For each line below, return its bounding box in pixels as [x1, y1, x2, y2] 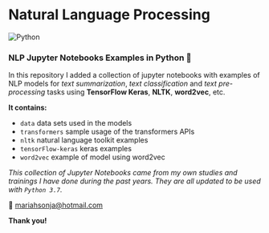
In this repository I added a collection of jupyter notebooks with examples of [8, 70, 261, 80]
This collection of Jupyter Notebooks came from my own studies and [8, 168, 238, 178]
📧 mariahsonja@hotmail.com [8, 200, 103, 210]
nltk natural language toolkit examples [19, 135, 149, 145]
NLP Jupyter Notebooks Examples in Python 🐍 [8, 52, 192, 63]
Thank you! [8, 216, 47, 226]
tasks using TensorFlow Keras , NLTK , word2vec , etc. [47, 87, 226, 97]
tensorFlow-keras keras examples [19, 144, 132, 154]
